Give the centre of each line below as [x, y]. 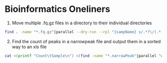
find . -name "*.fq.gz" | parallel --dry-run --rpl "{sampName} [71, 32]
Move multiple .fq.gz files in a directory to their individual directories [82, 23]
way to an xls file [29, 47]
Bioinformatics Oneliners [58, 9]
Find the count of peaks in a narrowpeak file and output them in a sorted [86, 41]
